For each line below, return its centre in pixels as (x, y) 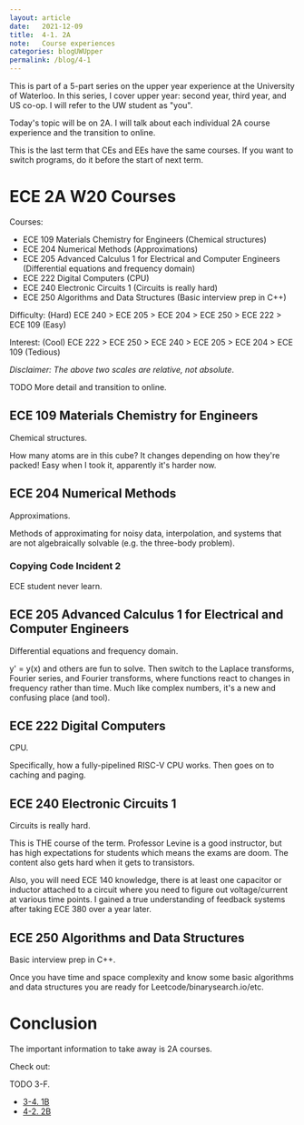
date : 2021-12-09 (46, 26)
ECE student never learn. (56, 586)
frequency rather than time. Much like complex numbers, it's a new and (143, 688)
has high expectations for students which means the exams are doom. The (149, 853)
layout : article (40, 18)
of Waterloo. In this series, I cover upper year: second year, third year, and (148, 95)
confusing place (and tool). (60, 698)
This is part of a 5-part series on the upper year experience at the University (152, 86)
